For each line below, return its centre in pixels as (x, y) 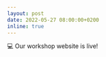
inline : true (26, 26)
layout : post (26, 13)
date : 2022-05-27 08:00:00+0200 (53, 20)
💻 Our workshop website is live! (53, 46)
